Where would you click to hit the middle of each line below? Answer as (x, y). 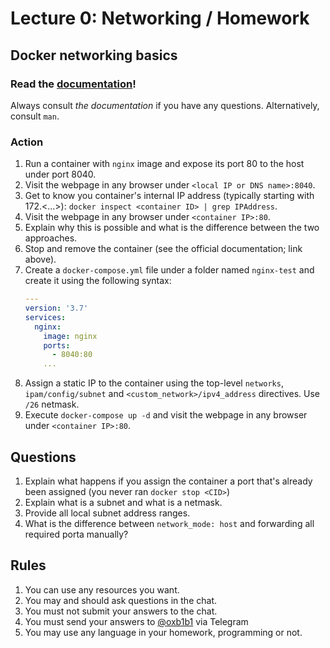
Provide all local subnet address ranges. (107, 513)
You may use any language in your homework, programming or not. (163, 632)
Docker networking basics (94, 55)
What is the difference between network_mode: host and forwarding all (169, 523)
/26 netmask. (52, 404)
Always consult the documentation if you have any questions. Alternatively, (165, 105)
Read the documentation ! (73, 84)
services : (45, 317)
